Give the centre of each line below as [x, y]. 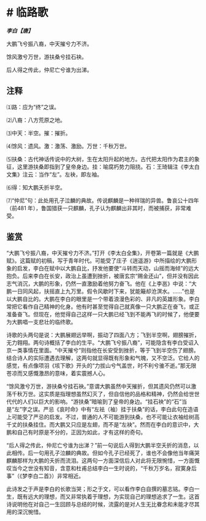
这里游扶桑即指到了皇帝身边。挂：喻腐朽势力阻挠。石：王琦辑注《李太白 [108, 167]
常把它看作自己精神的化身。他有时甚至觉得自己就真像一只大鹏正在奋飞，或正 [103, 306]
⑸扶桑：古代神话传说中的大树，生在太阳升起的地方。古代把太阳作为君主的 [100, 159]
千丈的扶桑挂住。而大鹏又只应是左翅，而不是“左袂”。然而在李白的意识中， [100, 424]
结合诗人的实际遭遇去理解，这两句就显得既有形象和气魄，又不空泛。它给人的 [103, 358]
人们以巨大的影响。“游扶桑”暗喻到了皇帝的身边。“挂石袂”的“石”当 [105, 401]
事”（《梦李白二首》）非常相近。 [45, 476]
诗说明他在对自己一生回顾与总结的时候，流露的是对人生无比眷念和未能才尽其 [103, 504]
